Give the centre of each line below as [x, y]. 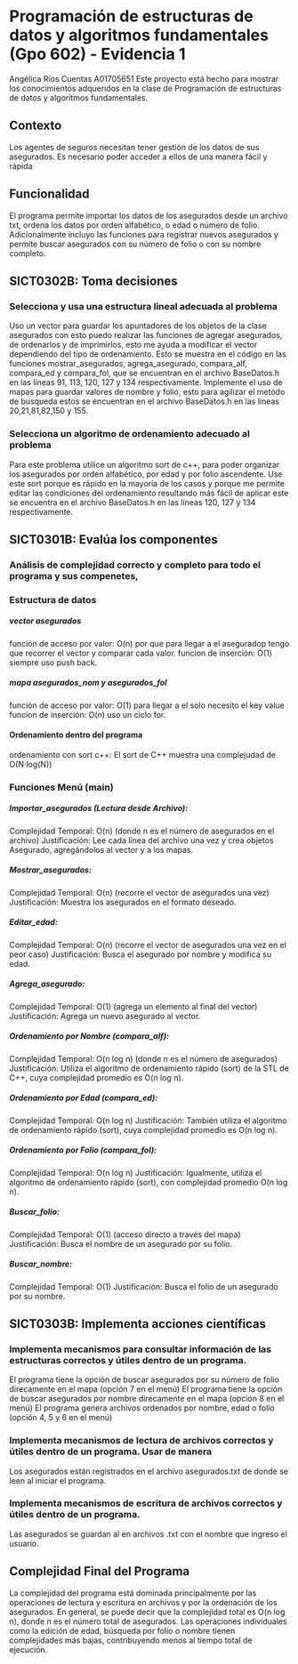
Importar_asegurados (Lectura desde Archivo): [99, 808]
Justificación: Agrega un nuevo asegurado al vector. [105, 1016]
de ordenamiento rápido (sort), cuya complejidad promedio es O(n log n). [144, 1129]
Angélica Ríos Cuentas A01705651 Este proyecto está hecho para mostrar [144, 78]
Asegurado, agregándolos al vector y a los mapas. [101, 849]
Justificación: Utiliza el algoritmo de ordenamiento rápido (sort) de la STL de [149, 1068]
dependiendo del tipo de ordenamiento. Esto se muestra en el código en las [148, 354]
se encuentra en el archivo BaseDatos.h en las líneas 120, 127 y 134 [133, 502]
